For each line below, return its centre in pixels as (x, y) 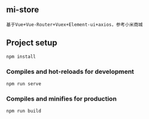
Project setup (32, 43)
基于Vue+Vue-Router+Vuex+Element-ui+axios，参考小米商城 (74, 24)
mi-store (23, 10)
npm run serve (24, 84)
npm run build (24, 111)
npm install (21, 57)
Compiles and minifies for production (61, 99)
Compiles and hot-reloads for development (70, 71)
